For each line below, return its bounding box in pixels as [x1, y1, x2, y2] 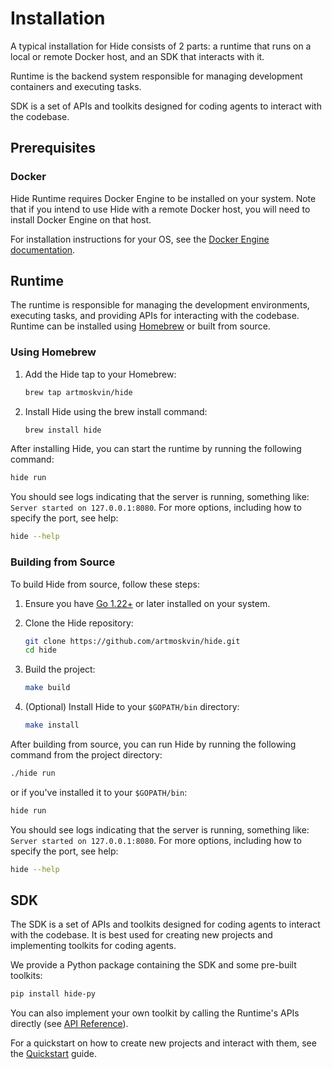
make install [24, 720, 80, 731]
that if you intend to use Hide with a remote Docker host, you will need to [10, 203, 311, 215]
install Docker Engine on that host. [10, 213, 152, 226]
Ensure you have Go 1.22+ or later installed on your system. [24, 597, 271, 609]
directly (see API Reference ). [10, 1018, 129, 1030]
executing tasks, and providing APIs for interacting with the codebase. [10, 310, 300, 322]
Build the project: [24, 663, 96, 676]
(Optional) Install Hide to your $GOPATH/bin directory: [24, 701, 240, 713]
